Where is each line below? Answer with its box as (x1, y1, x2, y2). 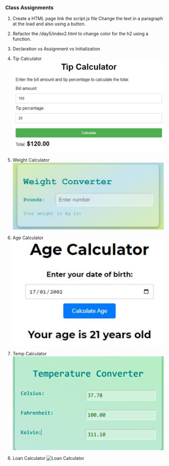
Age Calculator (12, 235, 44, 241)
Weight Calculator (12, 157, 50, 163)
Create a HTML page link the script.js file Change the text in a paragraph (12, 16, 163, 22)
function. (12, 36, 32, 42)
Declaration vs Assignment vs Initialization (12, 46, 101, 52)
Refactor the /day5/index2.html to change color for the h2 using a (12, 31, 148, 37)
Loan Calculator (12, 455, 46, 461)
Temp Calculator (12, 351, 47, 357)
